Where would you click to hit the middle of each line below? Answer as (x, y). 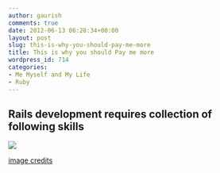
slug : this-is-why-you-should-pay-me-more (79, 45)
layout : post (30, 38)
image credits (31, 160)
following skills (46, 127)
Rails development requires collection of (110, 114)
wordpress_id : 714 (39, 60)
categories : (28, 67)
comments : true (33, 23)
